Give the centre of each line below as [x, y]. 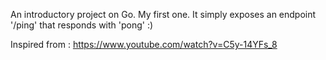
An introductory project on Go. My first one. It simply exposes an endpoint [163, 14]
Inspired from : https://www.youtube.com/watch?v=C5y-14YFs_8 [144, 44]
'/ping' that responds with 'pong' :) [82, 25]
